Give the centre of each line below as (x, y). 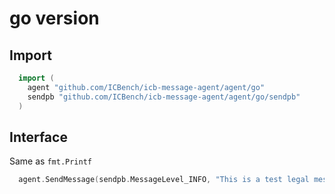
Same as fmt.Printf (50, 161)
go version (54, 18)
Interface (38, 137)
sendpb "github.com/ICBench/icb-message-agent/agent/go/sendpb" (164, 97)
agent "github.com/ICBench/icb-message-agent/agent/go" (146, 87)
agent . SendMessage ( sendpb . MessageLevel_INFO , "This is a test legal (164, 180)
